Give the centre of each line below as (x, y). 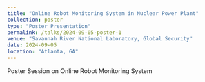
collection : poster (35, 20)
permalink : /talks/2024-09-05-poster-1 (65, 32)
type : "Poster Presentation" (49, 26)
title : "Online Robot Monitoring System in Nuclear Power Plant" (103, 13)
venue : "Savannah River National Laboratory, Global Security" (100, 39)
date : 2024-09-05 (32, 45)
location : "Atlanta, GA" (43, 52)
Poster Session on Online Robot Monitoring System (80, 71)
